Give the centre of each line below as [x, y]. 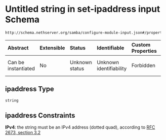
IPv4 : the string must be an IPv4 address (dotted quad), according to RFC [80, 127]
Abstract [18, 48]
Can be [16, 62]
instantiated [21, 69]
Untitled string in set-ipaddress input [83, 9]
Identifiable [110, 48]
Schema [22, 19]
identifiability [112, 69]
